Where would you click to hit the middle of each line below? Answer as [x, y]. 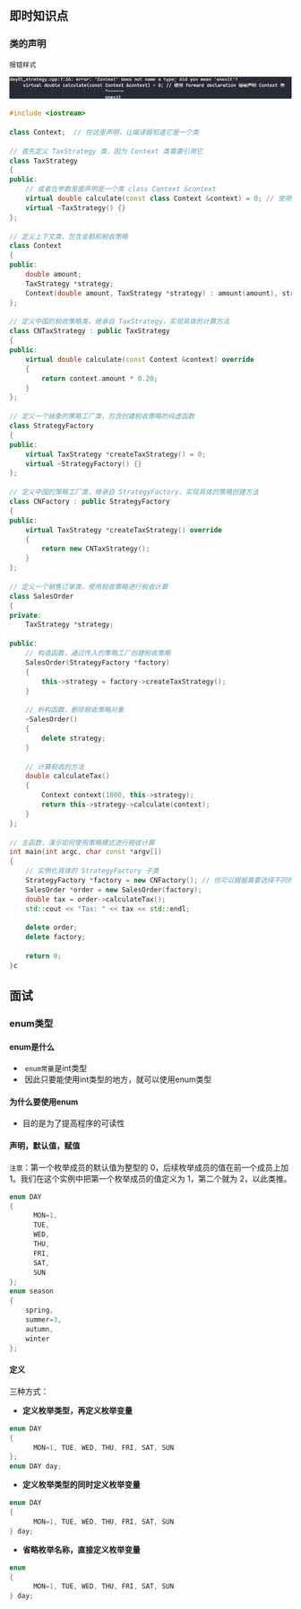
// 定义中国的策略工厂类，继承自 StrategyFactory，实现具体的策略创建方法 [134, 492]
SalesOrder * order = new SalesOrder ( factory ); [114, 890]
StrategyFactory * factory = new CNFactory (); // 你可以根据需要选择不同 [156, 881]
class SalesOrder [42, 596]
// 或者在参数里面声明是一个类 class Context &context [121, 189]
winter [38, 1339]
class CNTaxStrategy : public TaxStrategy [90, 331]
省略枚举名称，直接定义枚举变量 [81, 1549]
